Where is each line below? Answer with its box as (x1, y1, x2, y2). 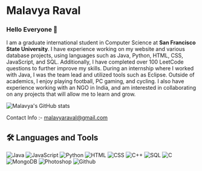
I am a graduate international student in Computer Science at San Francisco (6, 39, 196, 46)
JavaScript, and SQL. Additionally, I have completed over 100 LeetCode (6, 58, 184, 65)
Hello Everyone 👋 (6, 25, 57, 34)
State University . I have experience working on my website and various (6, 45, 186, 53)
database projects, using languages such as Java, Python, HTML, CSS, (6, 52, 183, 59)
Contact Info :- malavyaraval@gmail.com (6, 114, 108, 121)
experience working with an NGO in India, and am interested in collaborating (6, 84, 197, 92)
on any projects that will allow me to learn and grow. (6, 90, 136, 98)
